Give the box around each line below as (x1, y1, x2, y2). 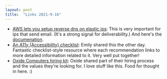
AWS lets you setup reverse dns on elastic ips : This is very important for (12, 25, 161, 31)
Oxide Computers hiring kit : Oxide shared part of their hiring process (12, 57, 154, 63)
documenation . (12, 36, 44, 42)
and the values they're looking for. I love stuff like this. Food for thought (12, 63, 159, 69)
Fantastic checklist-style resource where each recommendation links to (12, 47, 160, 53)
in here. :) (12, 68, 32, 74)
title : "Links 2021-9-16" (5, 12, 61, 17)
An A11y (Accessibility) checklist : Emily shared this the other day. (12, 41, 146, 47)
